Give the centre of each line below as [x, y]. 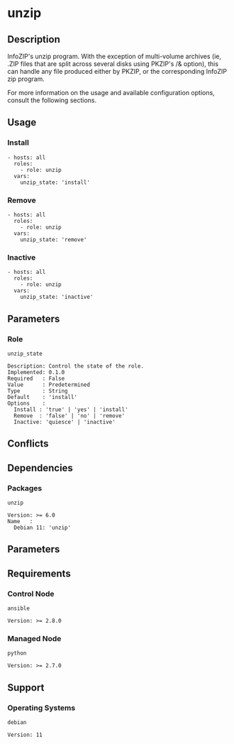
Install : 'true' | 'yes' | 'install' [71, 410]
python [17, 653]
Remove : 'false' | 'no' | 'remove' [69, 416]
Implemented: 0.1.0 [36, 372]
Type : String [38, 391]
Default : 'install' [43, 397]
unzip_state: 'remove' [54, 239]
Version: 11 [25, 735]
